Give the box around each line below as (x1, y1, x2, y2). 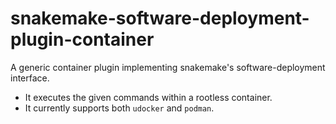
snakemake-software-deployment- (10, 7, 310, 30)
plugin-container (10, 28, 155, 51)
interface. (10, 72, 50, 84)
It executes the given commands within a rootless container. (24, 91, 273, 103)
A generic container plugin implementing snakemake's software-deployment (10, 61, 326, 73)
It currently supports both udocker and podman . (24, 102, 215, 114)
